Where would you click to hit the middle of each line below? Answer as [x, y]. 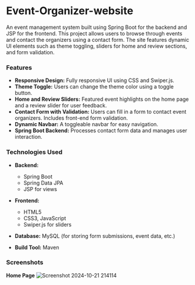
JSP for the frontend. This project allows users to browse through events [94, 33]
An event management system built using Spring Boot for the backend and [97, 27]
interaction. [28, 137]
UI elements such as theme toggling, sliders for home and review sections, [97, 46]
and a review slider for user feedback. [61, 106]
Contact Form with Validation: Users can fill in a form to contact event [100, 112]
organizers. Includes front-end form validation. [71, 118]
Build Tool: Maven [37, 247]
